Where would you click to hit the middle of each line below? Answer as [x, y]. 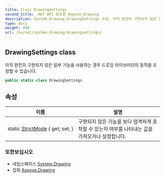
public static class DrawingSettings [44, 80]
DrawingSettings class [41, 52]
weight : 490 [17, 28]
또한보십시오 [19, 152]
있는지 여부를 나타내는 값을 [124, 129]
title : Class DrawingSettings [36, 10]
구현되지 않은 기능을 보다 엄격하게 [115, 121]
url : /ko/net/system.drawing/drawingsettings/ [54, 32]
